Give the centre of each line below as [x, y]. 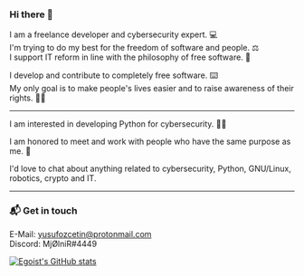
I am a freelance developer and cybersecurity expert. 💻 [114, 34]
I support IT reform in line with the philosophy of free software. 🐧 [130, 57]
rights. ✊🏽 [28, 98]
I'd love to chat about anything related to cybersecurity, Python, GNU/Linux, [150, 169]
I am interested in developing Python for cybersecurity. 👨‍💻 [118, 124]
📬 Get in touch [43, 211]
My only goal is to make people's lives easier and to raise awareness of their [152, 89]
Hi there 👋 [32, 14]
